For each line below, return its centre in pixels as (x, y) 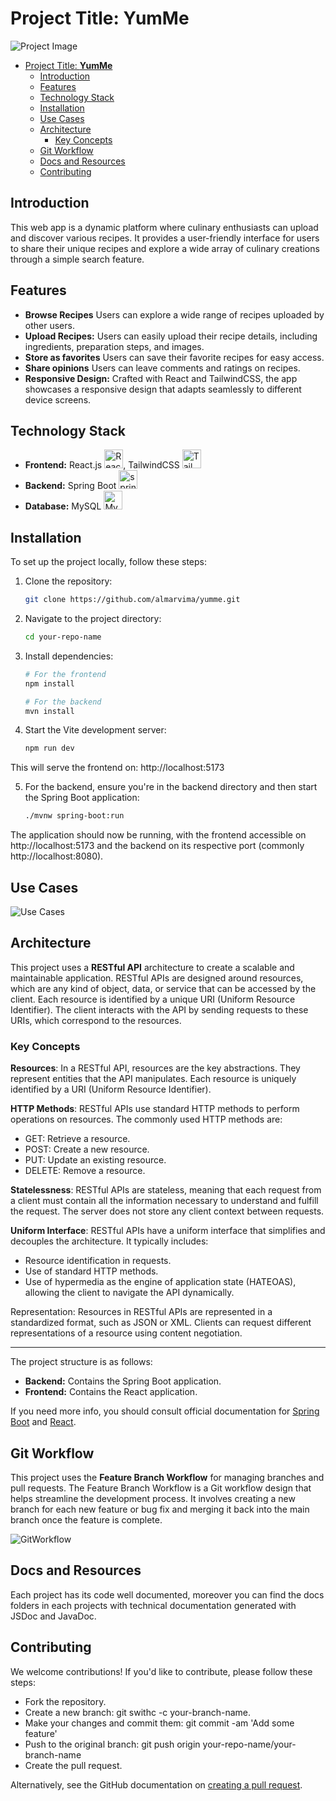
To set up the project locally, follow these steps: (109, 562)
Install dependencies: (69, 656)
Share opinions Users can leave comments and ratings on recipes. (162, 368)
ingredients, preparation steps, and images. (114, 346)
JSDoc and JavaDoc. (53, 1616)
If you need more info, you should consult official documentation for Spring (165, 1411)
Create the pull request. (73, 1765)
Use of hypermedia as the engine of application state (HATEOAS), (160, 1282)
